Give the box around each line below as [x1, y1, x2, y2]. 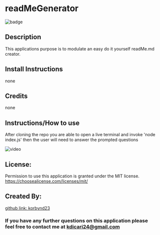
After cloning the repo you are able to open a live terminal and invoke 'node [5, 132, 156, 138]
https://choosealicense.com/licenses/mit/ [5, 178, 88, 184]
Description [5, 33, 41, 41]
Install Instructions [5, 65, 63, 73]
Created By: [5, 192, 42, 201]
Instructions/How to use [5, 119, 80, 127]
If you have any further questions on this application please [5, 217, 148, 224]
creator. [5, 51, 21, 57]
